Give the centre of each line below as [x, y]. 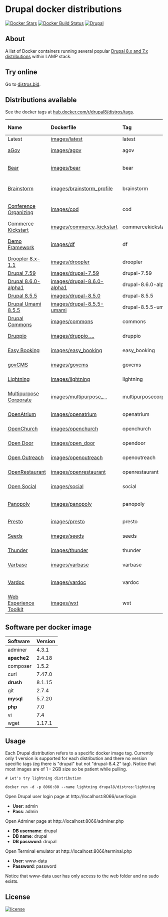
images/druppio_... [72, 336]
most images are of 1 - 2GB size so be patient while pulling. [66, 769]
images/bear [66, 168]
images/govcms [69, 365]
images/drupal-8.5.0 [76, 296]
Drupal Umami [24, 304]
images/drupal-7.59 [75, 273]
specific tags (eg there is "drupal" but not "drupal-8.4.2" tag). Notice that [80, 764]
